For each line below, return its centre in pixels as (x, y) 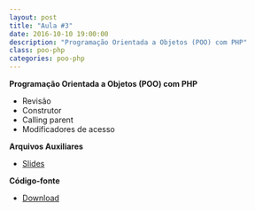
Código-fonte (35, 181)
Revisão (36, 101)
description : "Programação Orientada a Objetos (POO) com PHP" (128, 42)
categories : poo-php (47, 59)
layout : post (33, 17)
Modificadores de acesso (68, 129)
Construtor (42, 110)
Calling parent (47, 120)
